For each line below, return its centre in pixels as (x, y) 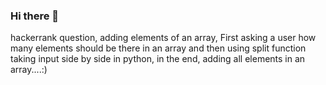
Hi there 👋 (35, 16)
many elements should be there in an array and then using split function (158, 48)
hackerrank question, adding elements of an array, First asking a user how (163, 38)
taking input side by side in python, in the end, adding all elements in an (158, 59)
